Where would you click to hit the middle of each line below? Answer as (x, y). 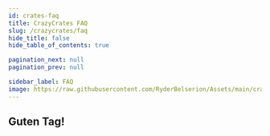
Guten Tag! (37, 122)
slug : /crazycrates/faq (48, 30)
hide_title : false (39, 38)
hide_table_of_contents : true (59, 46)
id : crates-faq (34, 16)
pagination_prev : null (46, 68)
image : (19, 89)
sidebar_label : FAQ (41, 82)
